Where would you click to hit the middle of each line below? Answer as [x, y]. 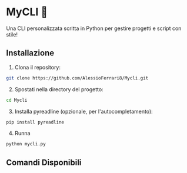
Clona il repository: [37, 67]
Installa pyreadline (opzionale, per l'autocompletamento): [84, 111]
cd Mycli [17, 100]
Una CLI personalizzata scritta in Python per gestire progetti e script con [94, 28]
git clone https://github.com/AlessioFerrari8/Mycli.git [77, 78]
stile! [12, 34]
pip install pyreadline [35, 122]
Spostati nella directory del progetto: [59, 89]
